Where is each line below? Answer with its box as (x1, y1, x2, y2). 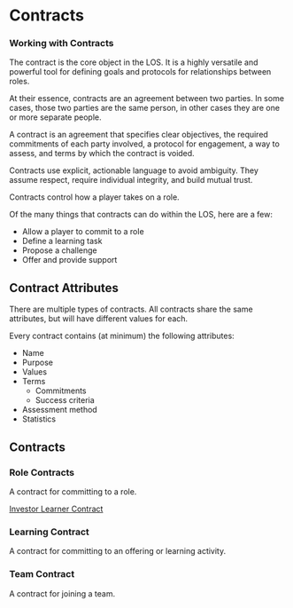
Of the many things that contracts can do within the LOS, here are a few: (9, 209, 273, 220)
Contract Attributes (9, 280, 120, 296)
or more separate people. (9, 112, 102, 122)
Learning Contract (9, 525, 90, 538)
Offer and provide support (21, 255, 118, 265)
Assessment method (21, 405, 97, 415)
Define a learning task (21, 236, 103, 247)
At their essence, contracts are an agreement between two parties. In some (9, 93, 285, 104)
